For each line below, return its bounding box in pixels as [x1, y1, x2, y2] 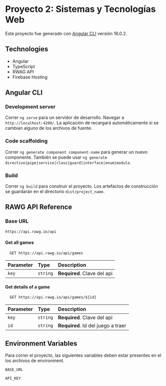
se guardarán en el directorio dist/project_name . [5, 189, 105, 194]
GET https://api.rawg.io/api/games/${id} [9, 295, 97, 300]
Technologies [5, 45, 49, 53]
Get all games [5, 240, 34, 246]
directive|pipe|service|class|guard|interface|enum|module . [5, 159, 131, 165]
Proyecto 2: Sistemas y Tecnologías [5, 3, 156, 15]
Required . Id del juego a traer [58, 322, 127, 329]
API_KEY [5, 376, 21, 381]
